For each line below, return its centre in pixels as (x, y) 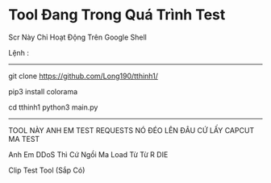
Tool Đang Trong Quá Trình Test (117, 15)
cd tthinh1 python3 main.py (53, 107)
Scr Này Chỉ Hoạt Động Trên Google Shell (77, 37)
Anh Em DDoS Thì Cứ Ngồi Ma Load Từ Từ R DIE (88, 154)
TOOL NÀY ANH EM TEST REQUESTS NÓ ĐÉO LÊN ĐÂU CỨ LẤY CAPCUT (131, 130)
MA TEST (24, 139)
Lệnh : (19, 52)
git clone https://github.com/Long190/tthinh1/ (83, 76)
